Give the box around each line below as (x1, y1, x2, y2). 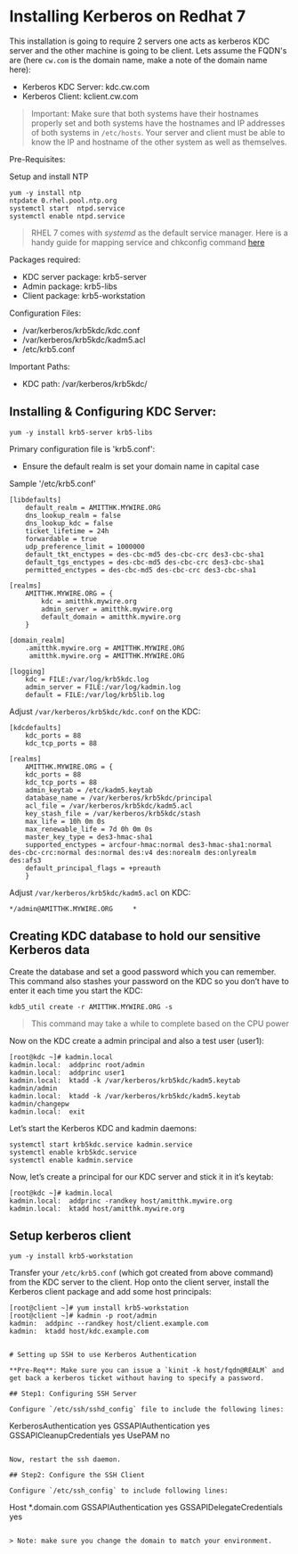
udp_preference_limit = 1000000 (25, 542, 145, 551)
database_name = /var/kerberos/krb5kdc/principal (25, 793, 213, 802)
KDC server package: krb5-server (21, 271, 147, 282)
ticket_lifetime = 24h (25, 526, 109, 536)
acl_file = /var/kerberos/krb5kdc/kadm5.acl (25, 801, 193, 810)
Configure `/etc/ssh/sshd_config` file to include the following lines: (9, 1405, 285, 1414)
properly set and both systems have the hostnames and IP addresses (30, 118, 286, 128)
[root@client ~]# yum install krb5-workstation (9, 1303, 189, 1312)
